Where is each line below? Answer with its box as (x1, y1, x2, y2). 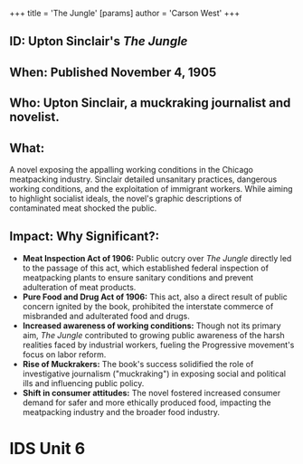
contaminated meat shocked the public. (9, 203, 157, 213)
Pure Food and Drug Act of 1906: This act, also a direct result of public (22, 291, 288, 302)
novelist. (9, 109, 61, 125)
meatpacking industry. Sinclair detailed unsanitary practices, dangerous (9, 174, 278, 185)
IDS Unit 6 (9, 438, 86, 459)
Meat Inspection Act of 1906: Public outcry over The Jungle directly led (22, 252, 292, 263)
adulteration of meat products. (22, 281, 137, 292)
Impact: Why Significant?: (9, 229, 160, 244)
